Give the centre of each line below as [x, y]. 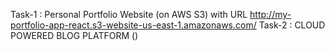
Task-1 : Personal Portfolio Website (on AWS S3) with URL [129, 14]
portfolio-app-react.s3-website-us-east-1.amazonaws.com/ [133, 25]
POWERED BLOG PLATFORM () [74, 35]
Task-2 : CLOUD [292, 25]
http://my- [270, 14]
